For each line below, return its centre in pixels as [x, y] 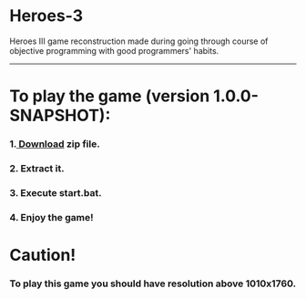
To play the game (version [110, 96]
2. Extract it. [37, 168]
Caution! [43, 255]
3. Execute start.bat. [56, 192]
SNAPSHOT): [60, 116]
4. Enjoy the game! [51, 217]
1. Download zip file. [55, 144]
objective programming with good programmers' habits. [114, 50]
